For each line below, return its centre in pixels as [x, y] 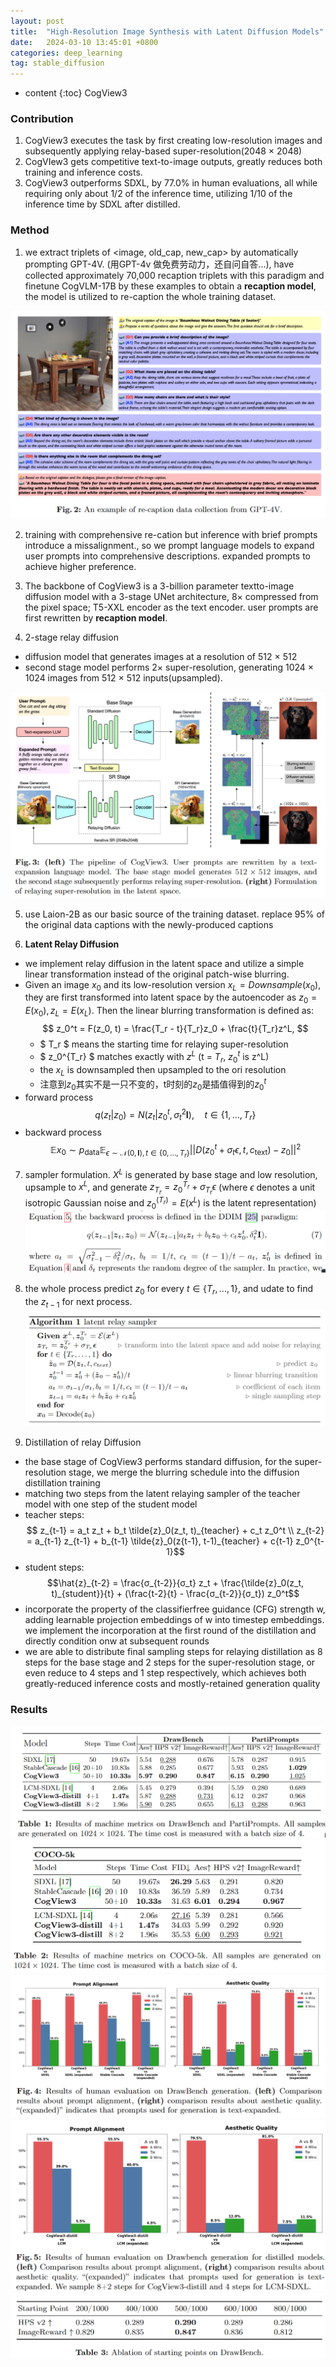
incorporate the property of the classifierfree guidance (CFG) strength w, [175, 1609]
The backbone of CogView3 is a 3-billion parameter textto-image [159, 586]
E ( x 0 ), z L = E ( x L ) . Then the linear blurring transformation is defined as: [169, 1012]
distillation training [62, 1483]
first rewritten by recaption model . [96, 618]
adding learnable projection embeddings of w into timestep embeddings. [174, 1620]
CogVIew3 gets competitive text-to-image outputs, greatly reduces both [173, 162]
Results [29, 1710]
